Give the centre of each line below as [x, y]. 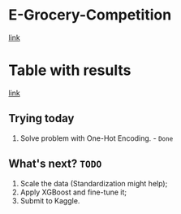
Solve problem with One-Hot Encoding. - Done [97, 138]
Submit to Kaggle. [50, 200]
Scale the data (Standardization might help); [94, 183]
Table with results [70, 70]
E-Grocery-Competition [90, 15]
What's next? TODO [55, 164]
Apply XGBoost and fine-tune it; [73, 192]
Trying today [41, 118]
